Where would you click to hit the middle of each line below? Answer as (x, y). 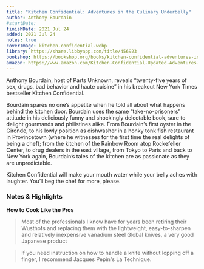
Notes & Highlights (34, 197)
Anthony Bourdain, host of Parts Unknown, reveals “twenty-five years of (97, 80)
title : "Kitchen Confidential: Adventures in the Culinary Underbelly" (99, 12)
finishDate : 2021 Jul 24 (38, 29)
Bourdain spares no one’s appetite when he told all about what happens (96, 104)
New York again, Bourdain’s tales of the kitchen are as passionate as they (98, 156)
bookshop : (19, 57)
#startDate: (21, 23)
